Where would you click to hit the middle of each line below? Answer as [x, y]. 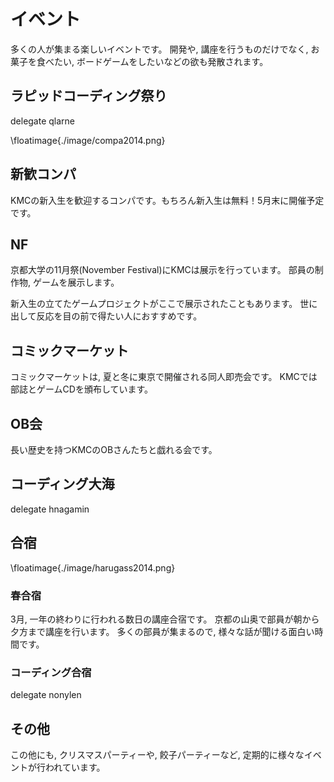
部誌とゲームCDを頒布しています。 [82, 389]
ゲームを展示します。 [76, 282]
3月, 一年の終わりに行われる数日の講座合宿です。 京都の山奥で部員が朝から [165, 619]
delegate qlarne [43, 121]
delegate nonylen [46, 695]
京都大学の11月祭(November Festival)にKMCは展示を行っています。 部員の [162, 270]
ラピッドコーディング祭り [89, 96]
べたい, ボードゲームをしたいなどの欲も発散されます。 [156, 61]
